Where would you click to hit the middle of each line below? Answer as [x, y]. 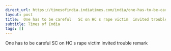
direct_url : [18, 10]
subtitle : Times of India [33, 24]
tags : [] [15, 29]
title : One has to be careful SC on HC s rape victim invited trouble [86, 19]
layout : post [19, 15]
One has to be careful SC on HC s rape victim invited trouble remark [77, 43]
